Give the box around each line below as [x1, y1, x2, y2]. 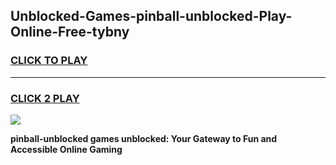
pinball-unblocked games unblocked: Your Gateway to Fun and [10, 132, 278, 144]
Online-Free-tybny [10, 24, 130, 41]
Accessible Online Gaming [10, 143, 123, 155]
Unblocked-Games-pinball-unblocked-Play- [10, 8, 293, 25]
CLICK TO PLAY [10, 54, 88, 68]
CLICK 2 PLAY [10, 91, 80, 105]
